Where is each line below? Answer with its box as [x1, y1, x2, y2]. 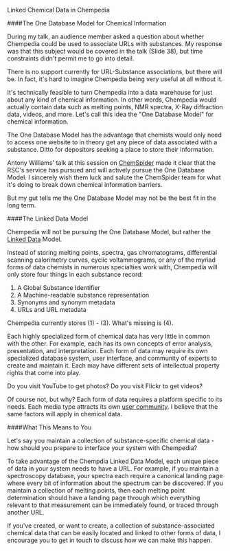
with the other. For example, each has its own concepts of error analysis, [7, 339, 213, 348]
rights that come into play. [7, 369, 81, 376]
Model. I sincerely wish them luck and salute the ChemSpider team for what [7, 173, 221, 181]
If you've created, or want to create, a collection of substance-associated [7, 521, 215, 530]
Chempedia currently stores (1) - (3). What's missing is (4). [7, 319, 174, 327]
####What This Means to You [7, 423, 92, 431]
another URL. [7, 508, 45, 516]
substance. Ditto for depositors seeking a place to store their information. [7, 146, 214, 153]
